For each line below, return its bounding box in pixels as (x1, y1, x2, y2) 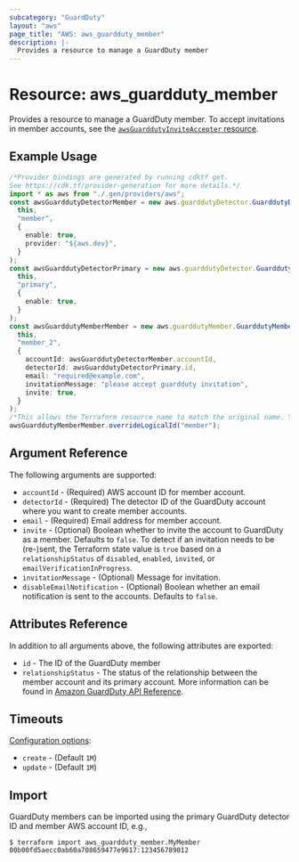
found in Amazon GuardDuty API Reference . (21, 686, 184, 696)
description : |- (9, 37, 69, 47)
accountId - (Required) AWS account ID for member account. (21, 486, 246, 497)
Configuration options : (9, 736, 92, 746)
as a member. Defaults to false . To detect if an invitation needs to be (21, 533, 275, 544)
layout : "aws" (9, 21, 62, 30)
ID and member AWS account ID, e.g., (9, 821, 149, 832)
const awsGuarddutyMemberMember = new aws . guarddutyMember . (9, 321, 238, 330)
